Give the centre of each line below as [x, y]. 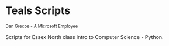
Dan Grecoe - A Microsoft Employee [42, 26]
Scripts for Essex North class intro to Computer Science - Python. [85, 37]
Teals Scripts [38, 11]
